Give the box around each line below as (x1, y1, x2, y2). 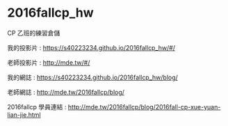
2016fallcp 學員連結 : (7, 102, 67, 111)
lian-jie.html (7, 110, 41, 119)
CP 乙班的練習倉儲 (7, 29, 60, 37)
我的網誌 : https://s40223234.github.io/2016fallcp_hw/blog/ (7, 73, 179, 81)
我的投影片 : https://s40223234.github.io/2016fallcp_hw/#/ (7, 43, 176, 52)
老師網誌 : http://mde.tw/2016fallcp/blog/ (7, 88, 125, 96)
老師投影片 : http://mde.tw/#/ (7, 58, 90, 67)
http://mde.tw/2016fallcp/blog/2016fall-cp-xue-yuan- (67, 102, 221, 111)
